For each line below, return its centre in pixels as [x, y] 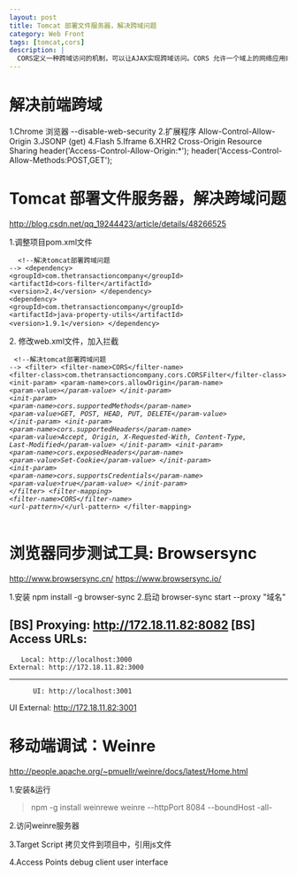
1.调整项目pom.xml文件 [51, 242]
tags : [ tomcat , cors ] [47, 42]
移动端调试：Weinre [83, 746]
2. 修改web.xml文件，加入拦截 [64, 341]
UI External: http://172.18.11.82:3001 [73, 707]
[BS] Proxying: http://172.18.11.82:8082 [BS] [132, 625]
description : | [37, 50]
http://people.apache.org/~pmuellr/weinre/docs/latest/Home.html [129, 771]
